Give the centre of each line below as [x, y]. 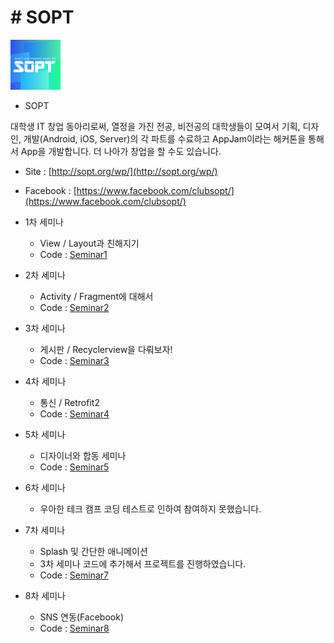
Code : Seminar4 [74, 413]
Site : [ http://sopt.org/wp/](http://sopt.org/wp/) [121, 171]
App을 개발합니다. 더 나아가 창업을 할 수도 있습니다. [121, 151]
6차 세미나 [45, 487]
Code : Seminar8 [74, 628]
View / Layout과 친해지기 [89, 243]
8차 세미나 [45, 595]
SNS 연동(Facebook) [82, 617]
